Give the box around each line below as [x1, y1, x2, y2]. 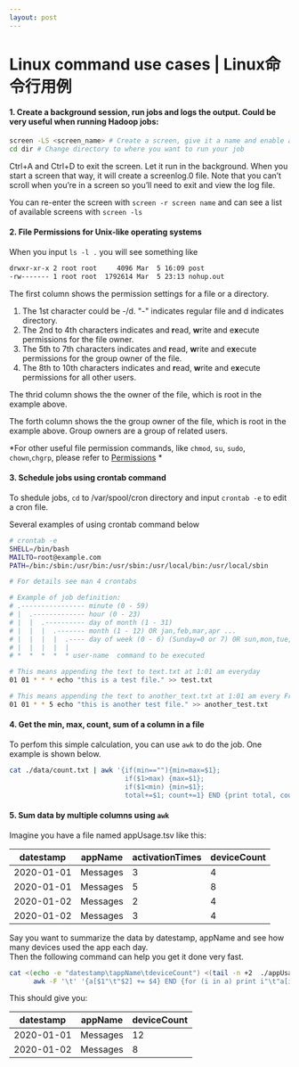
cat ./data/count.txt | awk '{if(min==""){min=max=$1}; [9, 766, 221, 775]
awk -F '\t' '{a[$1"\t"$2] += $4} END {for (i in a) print [32, 977, 256, 986]
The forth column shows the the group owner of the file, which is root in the [9, 415, 287, 426]
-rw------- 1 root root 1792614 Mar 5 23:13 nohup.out [9, 272, 225, 281]
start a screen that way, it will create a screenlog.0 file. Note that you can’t [9, 170, 282, 181]
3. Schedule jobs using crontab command [9, 472, 166, 483]
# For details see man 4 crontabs [9, 577, 138, 587]
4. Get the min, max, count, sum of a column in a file [9, 719, 205, 730]
